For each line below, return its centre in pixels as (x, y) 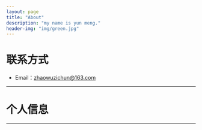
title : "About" (25, 17)
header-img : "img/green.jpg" (43, 28)
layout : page (23, 12)
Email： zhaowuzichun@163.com (55, 78)
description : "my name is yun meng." (54, 23)
